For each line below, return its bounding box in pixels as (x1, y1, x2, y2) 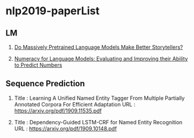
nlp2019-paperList (5, 4, 100, 18)
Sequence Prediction (5, 79, 85, 89)
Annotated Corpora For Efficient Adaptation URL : (14, 101, 136, 108)
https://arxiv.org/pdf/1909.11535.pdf (14, 107, 102, 114)
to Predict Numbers (14, 61, 62, 68)
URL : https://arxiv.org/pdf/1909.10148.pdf (14, 125, 117, 132)
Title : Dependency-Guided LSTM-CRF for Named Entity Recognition (14, 118, 183, 126)
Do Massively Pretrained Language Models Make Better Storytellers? (14, 43, 183, 51)
